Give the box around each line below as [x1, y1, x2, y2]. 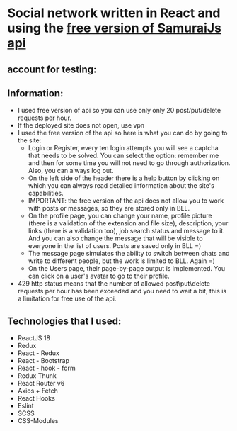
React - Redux [17, 349, 60, 357]
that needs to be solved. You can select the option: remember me [28, 151, 219, 160]
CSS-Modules [17, 417, 59, 425]
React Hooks [17, 394, 55, 403]
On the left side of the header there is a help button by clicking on [28, 174, 220, 182]
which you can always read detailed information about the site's [28, 181, 214, 190]
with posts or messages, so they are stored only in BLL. [28, 204, 190, 213]
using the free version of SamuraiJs [7, 20, 221, 36]
